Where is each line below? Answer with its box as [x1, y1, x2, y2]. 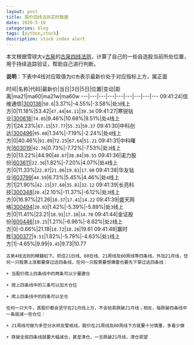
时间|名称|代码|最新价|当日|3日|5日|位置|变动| [6, 86, 116, 92]
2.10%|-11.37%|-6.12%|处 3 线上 [46, 189, 121, 195]
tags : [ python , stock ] [6, 31, 59, 37]
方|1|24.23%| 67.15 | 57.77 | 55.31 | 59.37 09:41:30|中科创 [6, 122, 135, 129]
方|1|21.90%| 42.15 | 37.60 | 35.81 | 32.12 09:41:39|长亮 [6, 181, 129, 188]
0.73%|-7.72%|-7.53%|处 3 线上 [48, 144, 121, 151]
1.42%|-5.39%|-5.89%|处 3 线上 [49, 203, 124, 210]
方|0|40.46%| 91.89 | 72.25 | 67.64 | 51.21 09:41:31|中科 [6, 137, 131, 144]
